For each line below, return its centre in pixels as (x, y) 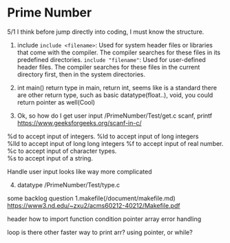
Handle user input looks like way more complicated (80, 171)
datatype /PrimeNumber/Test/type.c (69, 184)
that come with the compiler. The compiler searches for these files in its (119, 52)
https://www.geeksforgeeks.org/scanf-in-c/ (79, 123)
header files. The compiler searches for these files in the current (108, 67)
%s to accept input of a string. (50, 158)
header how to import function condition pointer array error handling (104, 219)
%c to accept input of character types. (62, 151)
